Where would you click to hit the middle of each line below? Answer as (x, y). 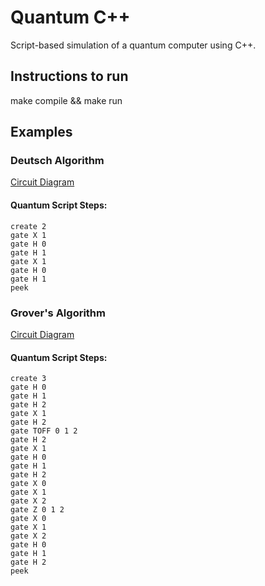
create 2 (28, 226)
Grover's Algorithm (58, 313)
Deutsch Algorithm (57, 161)
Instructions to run (69, 76)
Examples (41, 132)
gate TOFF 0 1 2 (44, 431)
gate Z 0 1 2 (37, 510)
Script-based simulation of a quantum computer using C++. (133, 45)
